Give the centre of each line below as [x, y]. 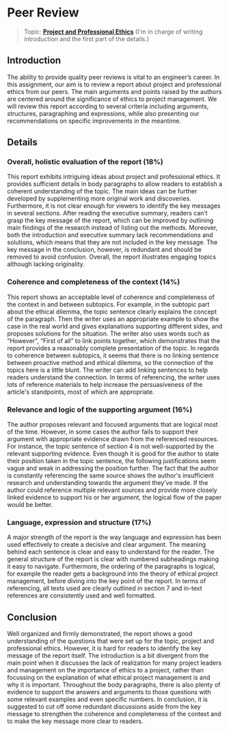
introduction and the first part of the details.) [86, 38]
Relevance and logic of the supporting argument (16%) [100, 410]
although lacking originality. [46, 264]
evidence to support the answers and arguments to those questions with [109, 692]
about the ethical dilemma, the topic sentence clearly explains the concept [112, 311]
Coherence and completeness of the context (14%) [94, 282]
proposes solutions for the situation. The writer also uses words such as [108, 333]
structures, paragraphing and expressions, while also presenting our [103, 113]
